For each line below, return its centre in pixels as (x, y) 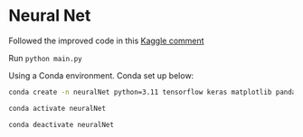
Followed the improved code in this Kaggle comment (106, 41)
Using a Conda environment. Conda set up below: (101, 75)
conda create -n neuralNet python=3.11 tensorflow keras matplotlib (140, 92)
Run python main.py (45, 58)
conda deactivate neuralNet (62, 124)
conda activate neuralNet (57, 108)
